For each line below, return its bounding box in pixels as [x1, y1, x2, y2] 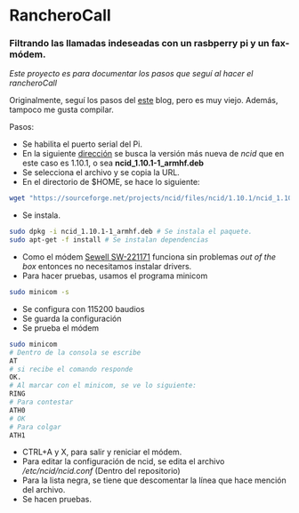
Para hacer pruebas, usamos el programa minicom [21, 270, 208, 281]
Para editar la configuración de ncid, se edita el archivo [21, 456, 225, 467]
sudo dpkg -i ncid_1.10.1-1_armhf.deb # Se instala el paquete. [9, 228, 253, 236]
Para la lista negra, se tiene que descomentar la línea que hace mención [21, 475, 287, 485]
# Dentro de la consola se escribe [9, 348, 141, 357]
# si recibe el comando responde [9, 365, 133, 373]
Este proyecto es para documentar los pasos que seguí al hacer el [9, 68, 254, 79]
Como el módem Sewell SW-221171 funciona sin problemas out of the [21, 252, 277, 262]
